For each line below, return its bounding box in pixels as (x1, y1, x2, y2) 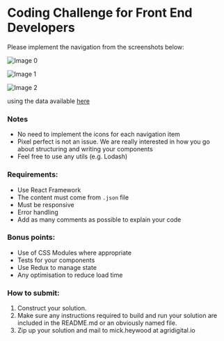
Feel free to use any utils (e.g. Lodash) (17, 152, 128, 161)
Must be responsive (17, 200, 74, 209)
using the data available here (7, 96, 90, 105)
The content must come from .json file (17, 193, 129, 202)
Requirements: (7, 169, 58, 179)
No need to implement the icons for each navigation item (17, 130, 181, 139)
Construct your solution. (17, 304, 87, 312)
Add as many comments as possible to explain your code (17, 215, 182, 224)
